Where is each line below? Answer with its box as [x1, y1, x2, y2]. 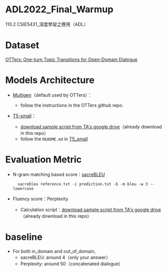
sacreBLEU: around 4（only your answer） [20, 254, 111, 260]
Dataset [5, 39, 39, 51]
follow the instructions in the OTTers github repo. [20, 102, 124, 108]
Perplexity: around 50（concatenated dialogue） [20, 260, 124, 267]
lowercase [12, 186, 34, 191]
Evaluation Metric [5, 154, 82, 165]
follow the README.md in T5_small [20, 136, 88, 142]
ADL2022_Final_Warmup [5, 4, 114, 15]
